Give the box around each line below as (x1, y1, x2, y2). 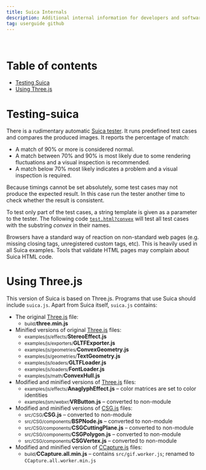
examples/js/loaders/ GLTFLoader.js (24, 359, 107, 366)
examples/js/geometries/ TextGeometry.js (24, 352, 121, 360)
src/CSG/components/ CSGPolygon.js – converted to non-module (24, 431, 181, 438)
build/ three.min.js (24, 320, 69, 327)
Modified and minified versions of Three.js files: (15, 379, 136, 386)
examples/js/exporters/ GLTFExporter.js (24, 339, 115, 347)
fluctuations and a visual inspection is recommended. (15, 159, 150, 166)
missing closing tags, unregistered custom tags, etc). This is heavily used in (6, 240, 198, 247)
